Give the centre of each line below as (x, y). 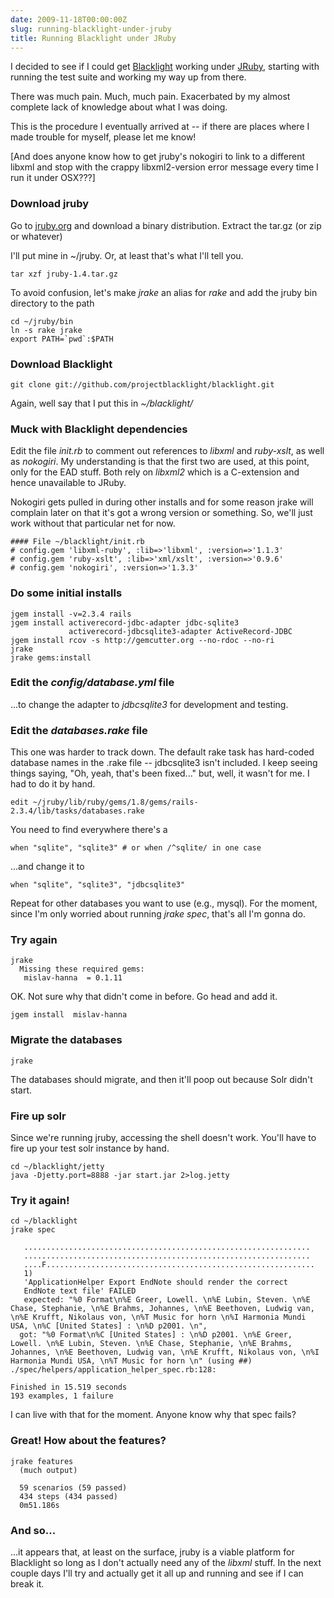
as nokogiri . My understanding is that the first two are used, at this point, (160, 462)
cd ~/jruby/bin (42, 321)
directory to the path (52, 303)
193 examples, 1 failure (62, 1396)
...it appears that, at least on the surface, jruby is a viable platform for (152, 1552)
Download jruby (50, 204)
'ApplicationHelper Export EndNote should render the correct (155, 1282)
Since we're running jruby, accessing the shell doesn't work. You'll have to (163, 1138)
